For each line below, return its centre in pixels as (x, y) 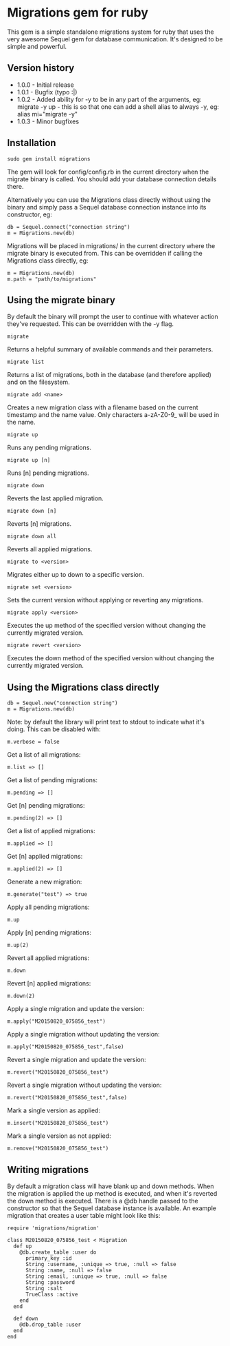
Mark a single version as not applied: (59, 1136)
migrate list (26, 362)
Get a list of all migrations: (44, 755)
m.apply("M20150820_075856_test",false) (66, 1047)
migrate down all (32, 537)
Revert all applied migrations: (48, 958)
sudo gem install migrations (49, 159)
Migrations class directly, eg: (48, 261)
